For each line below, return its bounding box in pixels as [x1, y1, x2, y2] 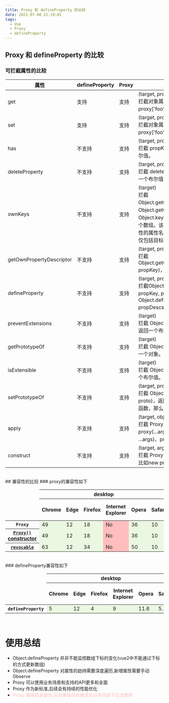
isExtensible [8, 366, 37, 373]
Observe [12, 673, 31, 679]
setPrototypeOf [8, 394, 44, 401]
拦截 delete [138, 168, 165, 175]
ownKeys [8, 210, 30, 217]
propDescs [138, 304, 164, 311]
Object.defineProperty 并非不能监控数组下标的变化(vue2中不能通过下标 [12, 655, 160, 661]
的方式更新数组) [12, 661, 45, 667]
